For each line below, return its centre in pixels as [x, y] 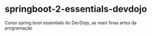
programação [19, 28]
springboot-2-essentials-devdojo [76, 9]
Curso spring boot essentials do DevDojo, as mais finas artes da [71, 23]
